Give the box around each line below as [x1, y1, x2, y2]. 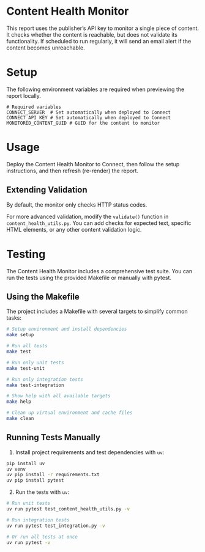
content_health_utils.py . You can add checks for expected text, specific [6, 219, 192, 227]
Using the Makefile [6, 292, 80, 302]
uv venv [6, 466, 26, 472]
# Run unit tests [6, 500, 51, 507]
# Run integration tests [6, 517, 70, 523]
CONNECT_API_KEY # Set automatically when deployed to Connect [6, 114, 171, 120]
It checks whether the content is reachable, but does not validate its [6, 31, 177, 38]
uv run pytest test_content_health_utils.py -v [6, 506, 130, 512]
